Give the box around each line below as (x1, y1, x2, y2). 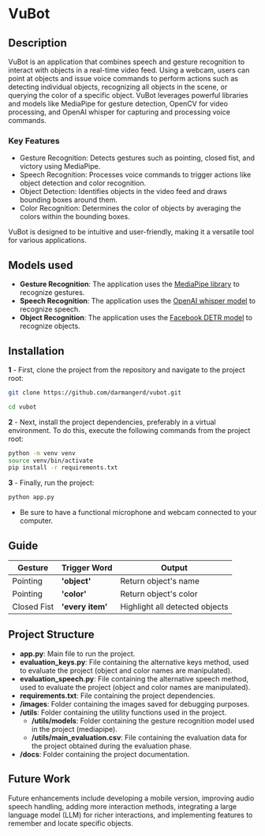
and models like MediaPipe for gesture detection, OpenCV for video (8, 99, 229, 108)
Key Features (8, 135, 61, 146)
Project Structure (8, 628, 95, 641)
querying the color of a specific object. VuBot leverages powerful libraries (8, 91, 248, 99)
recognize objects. (19, 321, 80, 331)
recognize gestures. (19, 288, 85, 297)
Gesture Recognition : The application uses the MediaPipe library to (19, 279, 241, 289)
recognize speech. (19, 304, 80, 314)
